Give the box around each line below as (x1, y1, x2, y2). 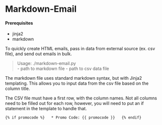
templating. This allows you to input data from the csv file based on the (5, 80, 149, 87)
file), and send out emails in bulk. (5, 51, 72, 57)
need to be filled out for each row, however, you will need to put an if (5, 100, 144, 106)
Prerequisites (5, 20, 33, 26)
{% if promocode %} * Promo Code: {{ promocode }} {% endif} (5, 115, 141, 120)
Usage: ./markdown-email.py (17, 61, 76, 66)
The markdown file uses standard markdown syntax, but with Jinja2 (5, 75, 142, 81)
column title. (5, 86, 30, 92)
